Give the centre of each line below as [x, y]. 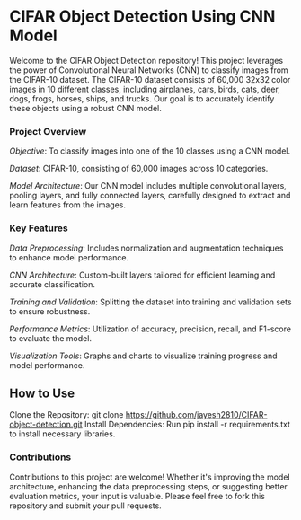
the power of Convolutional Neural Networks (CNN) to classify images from [149, 70]
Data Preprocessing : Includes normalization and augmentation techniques [146, 248]
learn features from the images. [68, 205]
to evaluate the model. [51, 338]
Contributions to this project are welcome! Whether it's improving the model [150, 477]
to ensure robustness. [50, 311]
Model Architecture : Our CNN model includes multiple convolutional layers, [148, 186]
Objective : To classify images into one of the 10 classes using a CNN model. [150, 151]
